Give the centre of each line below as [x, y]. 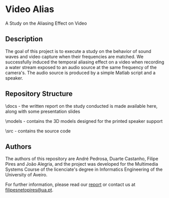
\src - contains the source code [38, 131]
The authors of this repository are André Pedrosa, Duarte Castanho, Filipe [82, 159]
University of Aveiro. [26, 175]
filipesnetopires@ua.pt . [30, 190]
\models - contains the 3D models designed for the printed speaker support [84, 121]
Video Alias [30, 9]
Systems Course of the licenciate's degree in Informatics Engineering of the [84, 169]
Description [24, 39]
